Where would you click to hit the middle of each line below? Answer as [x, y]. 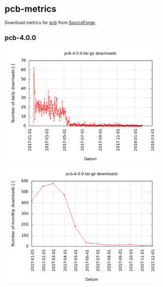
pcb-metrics [31, 9]
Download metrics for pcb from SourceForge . [50, 22]
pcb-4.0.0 [20, 38]
